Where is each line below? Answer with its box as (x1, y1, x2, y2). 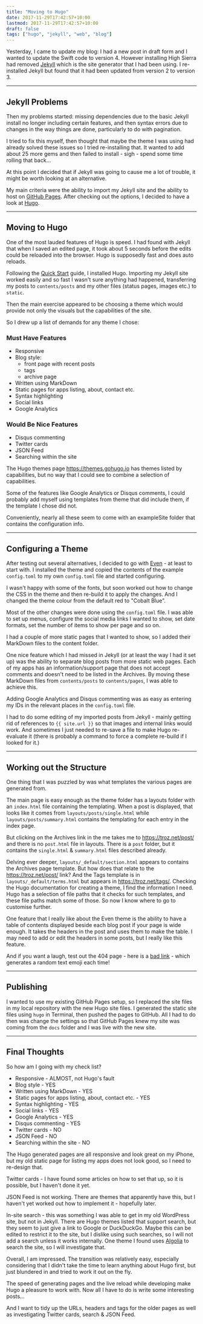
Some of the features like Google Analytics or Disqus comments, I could (6, 489, 185, 497)
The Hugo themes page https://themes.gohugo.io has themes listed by (6, 465, 182, 472)
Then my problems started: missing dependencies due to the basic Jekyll (6, 112, 189, 120)
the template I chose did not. (6, 502, 77, 509)
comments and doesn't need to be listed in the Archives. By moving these (6, 671, 190, 678)
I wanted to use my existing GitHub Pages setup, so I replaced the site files (6, 998, 193, 1005)
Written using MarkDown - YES (14, 1087, 93, 1094)
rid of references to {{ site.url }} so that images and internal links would (6, 720, 192, 727)
